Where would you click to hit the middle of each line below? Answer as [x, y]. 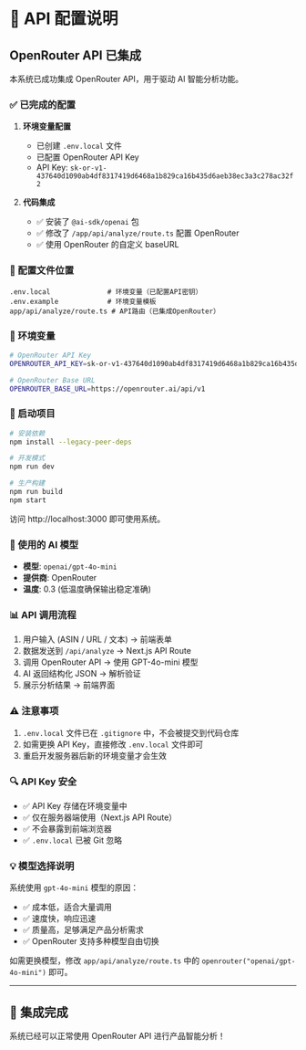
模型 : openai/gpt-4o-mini [70, 566]
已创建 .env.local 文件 [79, 146]
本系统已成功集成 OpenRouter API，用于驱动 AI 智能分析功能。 [127, 79]
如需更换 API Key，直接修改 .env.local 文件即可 [113, 744]
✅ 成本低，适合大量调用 [67, 907]
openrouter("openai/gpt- [249, 961]
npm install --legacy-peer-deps [71, 442]
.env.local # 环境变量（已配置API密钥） [106, 292]
